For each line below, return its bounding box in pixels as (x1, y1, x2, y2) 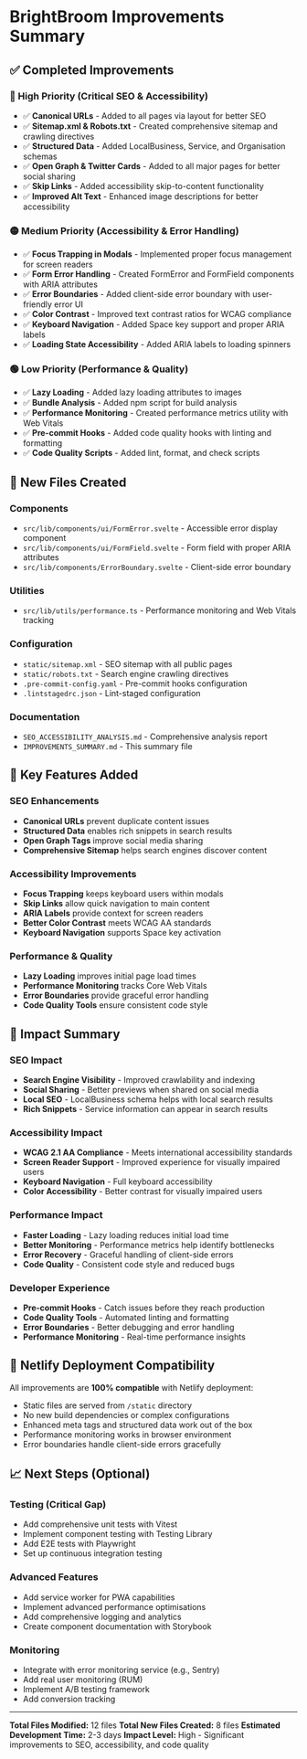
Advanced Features (9, 1571, 99, 1584)
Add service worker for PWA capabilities (22, 1592, 175, 1603)
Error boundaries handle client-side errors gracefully (22, 1438, 222, 1449)
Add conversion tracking (22, 1693, 116, 1704)
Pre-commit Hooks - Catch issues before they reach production (22, 1302, 265, 1313)
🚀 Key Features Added (9, 768, 139, 783)
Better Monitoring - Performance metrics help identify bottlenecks (22, 1239, 275, 1250)
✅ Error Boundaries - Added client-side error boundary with (22, 289, 251, 300)
